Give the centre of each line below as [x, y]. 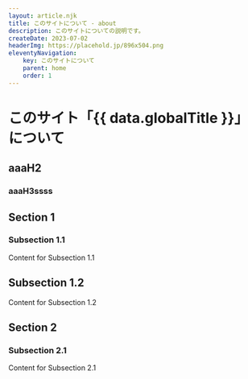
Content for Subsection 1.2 [52, 302]
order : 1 [37, 76]
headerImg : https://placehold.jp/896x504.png [86, 46]
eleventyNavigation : [43, 53]
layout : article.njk [43, 16]
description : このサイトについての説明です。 [76, 31]
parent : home [45, 68]
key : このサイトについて [59, 61]
